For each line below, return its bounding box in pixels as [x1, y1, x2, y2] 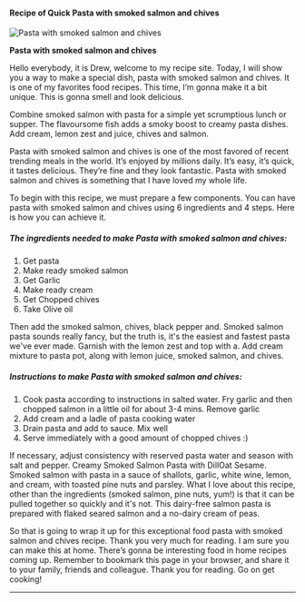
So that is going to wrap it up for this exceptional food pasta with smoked [9, 526, 283, 537]
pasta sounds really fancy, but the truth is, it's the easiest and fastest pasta [9, 331, 290, 342]
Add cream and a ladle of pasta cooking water [22, 413, 196, 424]
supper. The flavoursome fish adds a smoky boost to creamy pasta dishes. [9, 119, 289, 130]
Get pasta [22, 255, 60, 267]
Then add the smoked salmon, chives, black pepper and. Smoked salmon [9, 321, 284, 332]
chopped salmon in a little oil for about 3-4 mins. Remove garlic [22, 404, 261, 415]
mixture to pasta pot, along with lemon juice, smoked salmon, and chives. [9, 350, 284, 361]
